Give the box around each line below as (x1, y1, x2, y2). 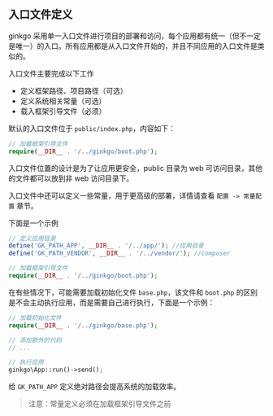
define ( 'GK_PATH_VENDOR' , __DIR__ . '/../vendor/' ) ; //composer (8, 249, 231, 258)
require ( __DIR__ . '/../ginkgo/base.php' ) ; (8, 321, 158, 330)
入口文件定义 (8, 7, 73, 22)
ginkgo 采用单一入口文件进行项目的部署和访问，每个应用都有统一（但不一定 (8, 31, 262, 41)
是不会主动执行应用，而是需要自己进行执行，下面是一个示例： (8, 297, 215, 307)
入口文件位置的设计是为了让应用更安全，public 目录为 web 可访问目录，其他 (8, 163, 262, 173)
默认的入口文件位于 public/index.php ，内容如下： (8, 123, 176, 133)
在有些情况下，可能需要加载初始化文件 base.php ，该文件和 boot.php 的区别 (8, 287, 258, 297)
